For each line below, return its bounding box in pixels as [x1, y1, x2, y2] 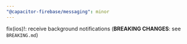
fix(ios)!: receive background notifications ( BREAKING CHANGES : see [6, 25, 182, 32]
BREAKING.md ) [6, 31, 38, 39]
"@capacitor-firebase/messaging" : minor [6, 8, 110, 15]
